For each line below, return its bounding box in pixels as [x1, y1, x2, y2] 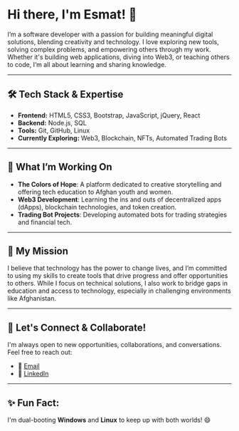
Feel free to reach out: [7, 348, 73, 357]
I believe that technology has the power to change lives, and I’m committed [7, 264, 228, 273]
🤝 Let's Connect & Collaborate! [7, 321, 147, 333]
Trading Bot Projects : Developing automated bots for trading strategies [17, 210, 228, 219]
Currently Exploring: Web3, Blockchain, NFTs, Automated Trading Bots [17, 133, 228, 142]
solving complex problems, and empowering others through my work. [7, 45, 211, 53]
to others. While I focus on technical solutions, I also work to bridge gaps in [7, 279, 228, 288]
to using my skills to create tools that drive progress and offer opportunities [7, 271, 228, 280]
